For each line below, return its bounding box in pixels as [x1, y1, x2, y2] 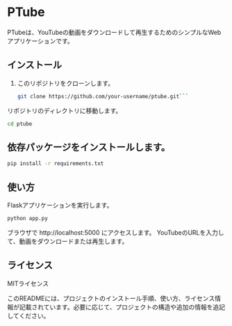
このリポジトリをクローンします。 [17, 79, 115, 87]
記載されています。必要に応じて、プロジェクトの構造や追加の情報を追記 [19, 302, 226, 311]
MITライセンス [7, 279, 49, 288]
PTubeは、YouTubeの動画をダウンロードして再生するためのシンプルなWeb [7, 28, 222, 36]
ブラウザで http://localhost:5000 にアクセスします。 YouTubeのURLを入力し [7, 228, 224, 237]
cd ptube [7, 120, 33, 127]
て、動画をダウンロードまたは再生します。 [7, 237, 129, 245]
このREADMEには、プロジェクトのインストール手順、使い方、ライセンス [7, 294, 215, 302]
